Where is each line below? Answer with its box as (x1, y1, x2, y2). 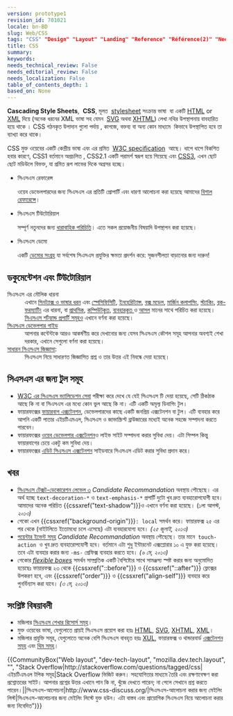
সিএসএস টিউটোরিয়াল (17, 209, 60, 218)
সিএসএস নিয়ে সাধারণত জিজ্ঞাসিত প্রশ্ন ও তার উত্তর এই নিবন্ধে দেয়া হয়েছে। (24, 352, 170, 361)
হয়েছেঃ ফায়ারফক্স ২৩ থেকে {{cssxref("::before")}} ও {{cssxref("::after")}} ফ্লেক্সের (17, 564, 217, 572)
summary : (7, 49, 33, 56)
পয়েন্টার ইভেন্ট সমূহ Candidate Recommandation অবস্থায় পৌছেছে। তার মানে (17, 532, 196, 541)
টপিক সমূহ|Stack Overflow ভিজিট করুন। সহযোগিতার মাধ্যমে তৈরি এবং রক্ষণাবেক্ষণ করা (33, 670, 218, 678)
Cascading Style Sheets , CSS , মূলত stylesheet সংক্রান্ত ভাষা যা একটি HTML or (7, 107, 213, 115)
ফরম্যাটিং (24, 305, 42, 314)
